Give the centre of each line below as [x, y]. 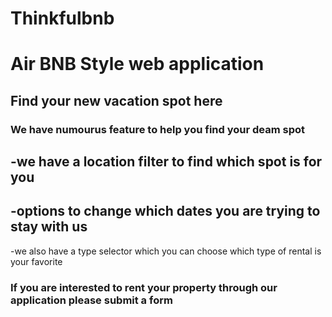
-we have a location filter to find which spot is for [166, 162]
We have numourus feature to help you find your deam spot [158, 129]
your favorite [36, 261]
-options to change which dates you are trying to [165, 211]
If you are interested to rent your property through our [144, 287]
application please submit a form [91, 300]
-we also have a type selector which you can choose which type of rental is [166, 251]
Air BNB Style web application [137, 64]
